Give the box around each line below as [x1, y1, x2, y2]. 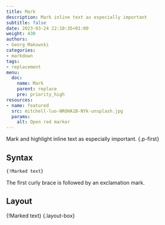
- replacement [6, 64, 42, 70]
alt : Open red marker [17, 119, 70, 125]
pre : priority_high [17, 91, 65, 97]
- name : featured [6, 102, 49, 109]
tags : [6, 58, 20, 64]
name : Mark [17, 81, 44, 87]
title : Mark [6, 8, 36, 15]
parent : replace [17, 86, 58, 92]
